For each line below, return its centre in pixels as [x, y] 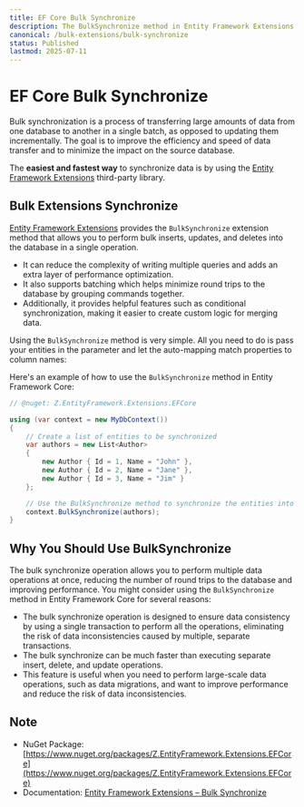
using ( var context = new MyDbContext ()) [89, 419]
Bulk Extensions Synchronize [94, 206]
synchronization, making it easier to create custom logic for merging [150, 313]
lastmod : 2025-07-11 [49, 52]
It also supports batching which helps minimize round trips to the [144, 284]
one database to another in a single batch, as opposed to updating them [144, 131]
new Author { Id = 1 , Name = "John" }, [118, 462]
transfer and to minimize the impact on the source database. [123, 151]
